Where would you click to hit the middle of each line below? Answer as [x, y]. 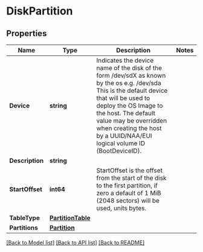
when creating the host [129, 128]
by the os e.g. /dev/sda [129, 83]
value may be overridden [132, 121]
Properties [27, 33]
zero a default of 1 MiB [129, 193]
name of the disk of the [129, 68]
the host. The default [126, 113]
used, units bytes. [121, 208]
